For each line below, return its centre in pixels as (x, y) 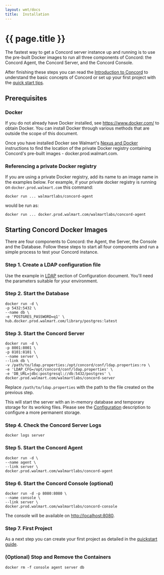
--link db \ (17, 361)
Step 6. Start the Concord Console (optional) (59, 483)
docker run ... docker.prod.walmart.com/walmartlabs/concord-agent (76, 215)
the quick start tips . (25, 83)
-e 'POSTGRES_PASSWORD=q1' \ (35, 317)
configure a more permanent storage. (43, 412)
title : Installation (27, 14)
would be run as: (22, 205)
